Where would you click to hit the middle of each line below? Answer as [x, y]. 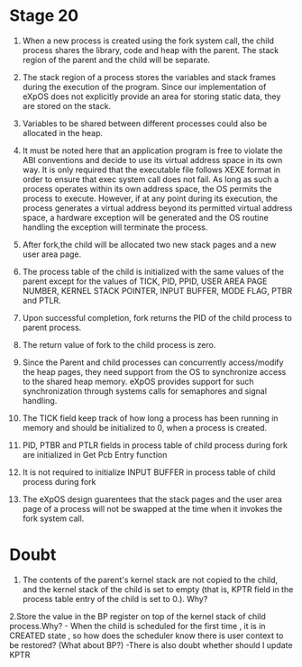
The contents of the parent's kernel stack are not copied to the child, [150, 580]
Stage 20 [44, 16]
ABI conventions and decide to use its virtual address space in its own [152, 160]
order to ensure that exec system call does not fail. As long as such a [151, 179]
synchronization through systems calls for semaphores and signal [145, 391]
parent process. [52, 327]
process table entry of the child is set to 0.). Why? [115, 598]
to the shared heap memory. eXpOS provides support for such [138, 381]
